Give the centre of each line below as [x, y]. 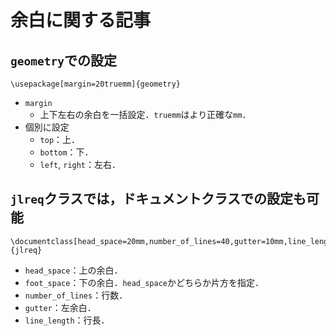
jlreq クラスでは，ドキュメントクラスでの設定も [158, 199]
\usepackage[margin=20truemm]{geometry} [96, 84]
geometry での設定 [63, 60]
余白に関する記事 [81, 20]
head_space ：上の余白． [73, 270]
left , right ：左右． [80, 164]
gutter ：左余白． [60, 307]
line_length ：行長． [67, 320]
